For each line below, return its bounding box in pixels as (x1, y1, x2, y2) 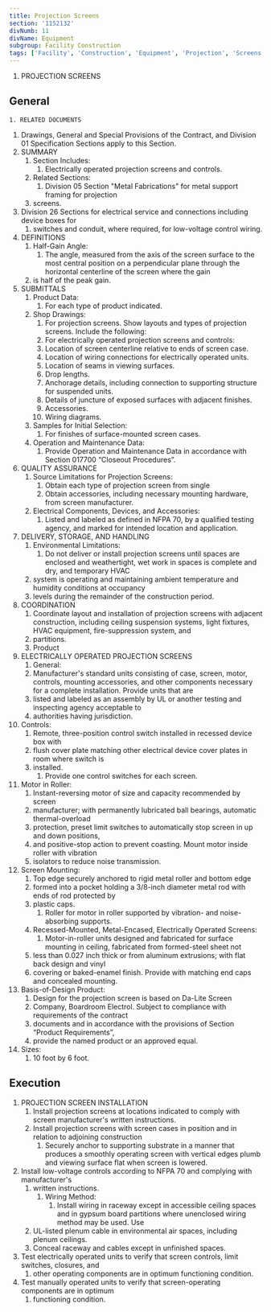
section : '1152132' (9, 19, 75, 27)
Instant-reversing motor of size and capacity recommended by (32, 788, 240, 797)
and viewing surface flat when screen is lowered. (44, 1158, 208, 1167)
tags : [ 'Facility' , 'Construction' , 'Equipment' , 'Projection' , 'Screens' (9, 49, 265, 57)
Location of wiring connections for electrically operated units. (44, 352, 249, 362)
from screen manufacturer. (44, 497, 134, 507)
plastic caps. (32, 899, 76, 909)
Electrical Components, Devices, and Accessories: (32, 506, 200, 516)
